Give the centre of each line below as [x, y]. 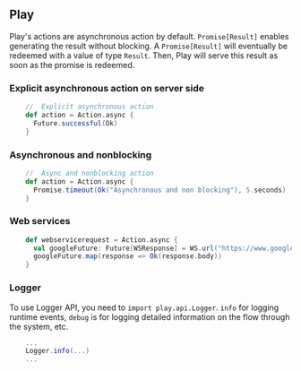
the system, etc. [39, 326]
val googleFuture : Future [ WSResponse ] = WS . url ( [125, 248]
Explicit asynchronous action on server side [107, 88]
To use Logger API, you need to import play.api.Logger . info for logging [144, 307]
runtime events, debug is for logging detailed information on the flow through [150, 316]
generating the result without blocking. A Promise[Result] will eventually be [149, 46]
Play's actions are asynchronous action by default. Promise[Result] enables [149, 36]
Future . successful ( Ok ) [75, 123]
